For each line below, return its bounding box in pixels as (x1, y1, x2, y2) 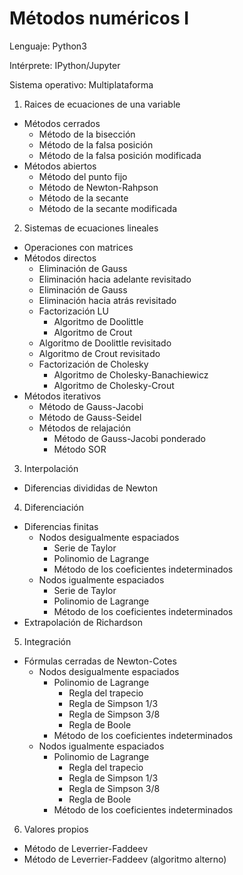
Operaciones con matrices (23, 241, 134, 253)
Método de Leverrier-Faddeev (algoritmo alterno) (23, 853, 227, 865)
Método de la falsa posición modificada (38, 149, 202, 161)
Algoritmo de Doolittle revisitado (38, 337, 172, 349)
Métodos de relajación (38, 422, 131, 434)
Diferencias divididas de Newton (23, 482, 158, 494)
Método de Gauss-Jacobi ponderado (53, 432, 206, 444)
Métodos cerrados (23, 117, 101, 129)
